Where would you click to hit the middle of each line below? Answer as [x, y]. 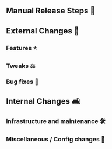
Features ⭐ [22, 48]
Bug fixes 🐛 [22, 82]
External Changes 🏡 [43, 31]
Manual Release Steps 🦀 [51, 11]
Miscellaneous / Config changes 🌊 [55, 139]
